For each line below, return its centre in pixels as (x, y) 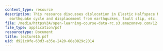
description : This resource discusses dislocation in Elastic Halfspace (80, 14)
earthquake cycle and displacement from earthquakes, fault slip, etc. (83, 18)
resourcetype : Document (29, 32)
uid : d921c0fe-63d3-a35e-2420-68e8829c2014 (50, 41)
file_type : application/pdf (33, 28)
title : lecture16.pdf (27, 37)
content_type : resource (29, 9)
